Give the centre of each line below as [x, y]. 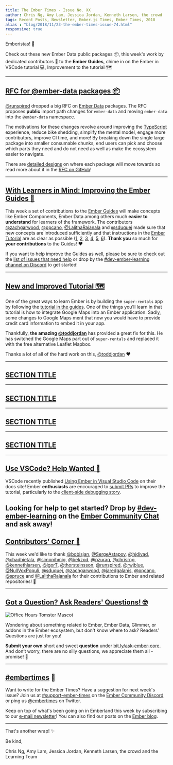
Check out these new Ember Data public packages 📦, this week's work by [84, 54]
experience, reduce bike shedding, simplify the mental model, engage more [85, 132]
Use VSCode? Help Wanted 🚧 [53, 469]
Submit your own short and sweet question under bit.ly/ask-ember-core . [83, 646]
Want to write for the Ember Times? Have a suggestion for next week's [80, 690]
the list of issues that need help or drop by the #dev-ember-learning [77, 259]
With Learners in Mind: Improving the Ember [78, 191]
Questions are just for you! [33, 635]
